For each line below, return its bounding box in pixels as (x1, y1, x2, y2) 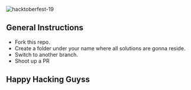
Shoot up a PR (14, 57, 50, 65)
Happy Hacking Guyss (6, 75, 90, 85)
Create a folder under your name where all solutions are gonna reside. (14, 44, 186, 52)
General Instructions (6, 22, 84, 33)
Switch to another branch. (14, 51, 79, 58)
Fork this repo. (14, 38, 50, 46)
